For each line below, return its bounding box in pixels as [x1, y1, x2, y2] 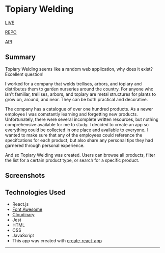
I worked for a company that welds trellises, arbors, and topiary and [5, 81, 142, 86]
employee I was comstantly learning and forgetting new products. [5, 111, 138, 117]
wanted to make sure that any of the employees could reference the [5, 132, 142, 138]
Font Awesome [12, 206, 43, 212]
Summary [5, 53, 36, 61]
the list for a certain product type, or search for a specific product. [5, 157, 139, 163]
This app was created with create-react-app [12, 237, 102, 244]
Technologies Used [5, 188, 65, 197]
